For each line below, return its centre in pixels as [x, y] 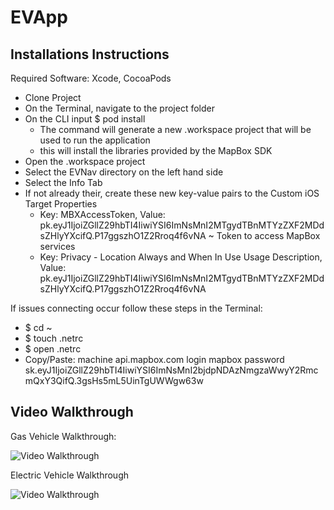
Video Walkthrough [72, 412]
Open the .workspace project [85, 161]
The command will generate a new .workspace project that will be [175, 129]
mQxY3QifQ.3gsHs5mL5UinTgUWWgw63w [114, 380]
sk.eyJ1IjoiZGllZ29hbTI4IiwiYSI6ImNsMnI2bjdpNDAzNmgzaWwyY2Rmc [171, 370]
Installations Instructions [90, 54]
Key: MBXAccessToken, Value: [102, 214]
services [57, 246]
